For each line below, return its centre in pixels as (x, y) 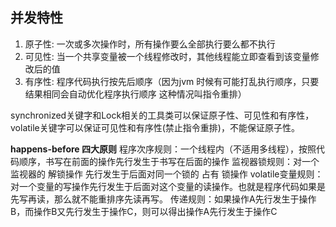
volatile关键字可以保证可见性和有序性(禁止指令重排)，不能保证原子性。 (155, 127)
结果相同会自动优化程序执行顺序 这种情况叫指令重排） (135, 94)
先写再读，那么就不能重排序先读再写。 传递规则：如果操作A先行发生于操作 (163, 199)
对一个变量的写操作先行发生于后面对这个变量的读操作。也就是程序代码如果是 (168, 186)
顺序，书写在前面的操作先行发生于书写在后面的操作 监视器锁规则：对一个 (169, 161)
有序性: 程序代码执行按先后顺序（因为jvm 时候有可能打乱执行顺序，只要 (172, 81)
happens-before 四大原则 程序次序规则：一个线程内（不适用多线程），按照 (163, 149)
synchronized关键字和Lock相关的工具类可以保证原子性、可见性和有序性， (162, 115)
